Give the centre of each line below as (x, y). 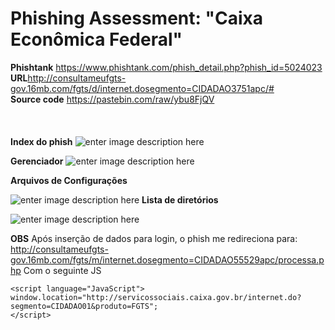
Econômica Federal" (96, 39)
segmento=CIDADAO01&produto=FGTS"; (84, 306)
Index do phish (41, 141)
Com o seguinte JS (62, 270)
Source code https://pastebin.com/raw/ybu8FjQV (112, 99)
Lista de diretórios (180, 199)
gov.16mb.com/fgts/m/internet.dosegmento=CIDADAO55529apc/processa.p (167, 259)
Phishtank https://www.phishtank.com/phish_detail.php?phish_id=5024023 (166, 67)
